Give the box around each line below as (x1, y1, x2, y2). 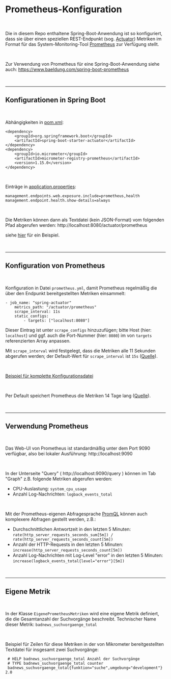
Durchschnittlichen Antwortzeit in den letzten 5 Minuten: (12, 526, 131, 532)
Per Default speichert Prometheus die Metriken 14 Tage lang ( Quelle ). (5, 393, 151, 399)
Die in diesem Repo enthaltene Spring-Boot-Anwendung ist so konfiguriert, (5, 30, 163, 36)
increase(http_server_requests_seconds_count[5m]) (12, 548, 123, 553)
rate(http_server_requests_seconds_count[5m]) (12, 537, 113, 542)
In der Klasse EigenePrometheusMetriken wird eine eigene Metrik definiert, (5, 611, 159, 617)
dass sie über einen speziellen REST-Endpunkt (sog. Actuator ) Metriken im (5, 36, 162, 42)
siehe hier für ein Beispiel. (5, 232, 60, 238)
